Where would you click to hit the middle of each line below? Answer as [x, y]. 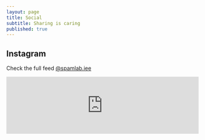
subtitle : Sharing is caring [43, 23]
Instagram [26, 53]
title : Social [24, 18]
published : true [27, 29]
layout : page [23, 12]
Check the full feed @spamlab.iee [49, 68]
